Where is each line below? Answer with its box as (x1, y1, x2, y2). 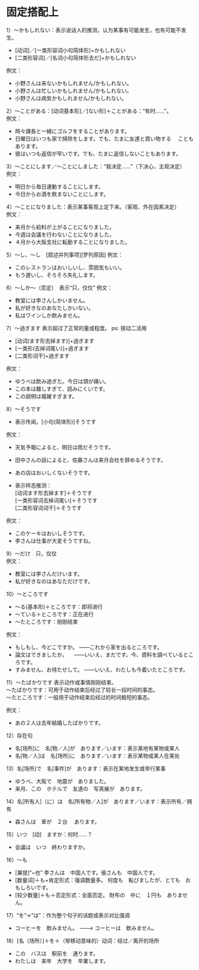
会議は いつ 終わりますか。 (14, 843, 88, 851)
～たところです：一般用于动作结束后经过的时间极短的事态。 (6, 693, 153, 701)
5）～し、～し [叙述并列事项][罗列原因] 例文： (6, 251, 124, 258)
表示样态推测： (14, 482, 52, 489)
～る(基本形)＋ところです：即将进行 (14, 603, 103, 610)
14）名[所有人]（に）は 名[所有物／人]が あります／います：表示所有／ (6, 797, 187, 805)
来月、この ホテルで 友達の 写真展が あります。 (14, 785, 146, 792)
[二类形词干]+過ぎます (14, 352, 70, 359)
